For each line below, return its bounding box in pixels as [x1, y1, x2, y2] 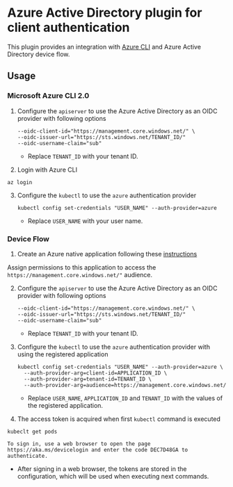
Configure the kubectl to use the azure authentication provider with [17, 342, 211, 351]
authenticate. [7, 452, 49, 459]
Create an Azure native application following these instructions [17, 249, 198, 258]
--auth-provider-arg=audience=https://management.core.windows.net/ [24, 381, 227, 388]
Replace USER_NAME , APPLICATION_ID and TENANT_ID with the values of [27, 394, 223, 402]
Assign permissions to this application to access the [7, 263, 156, 272]
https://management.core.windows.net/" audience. [7, 270, 153, 279]
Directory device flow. [7, 50, 70, 58]
